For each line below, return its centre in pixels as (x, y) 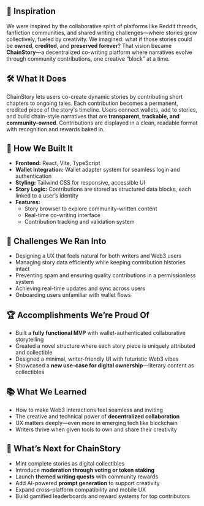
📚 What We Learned (47, 392)
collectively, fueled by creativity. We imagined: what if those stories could (99, 39)
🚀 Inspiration (31, 11)
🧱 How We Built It (40, 149)
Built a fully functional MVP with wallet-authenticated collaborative (100, 333)
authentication (33, 176)
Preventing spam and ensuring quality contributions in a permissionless (105, 275)
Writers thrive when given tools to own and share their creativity (96, 429)
